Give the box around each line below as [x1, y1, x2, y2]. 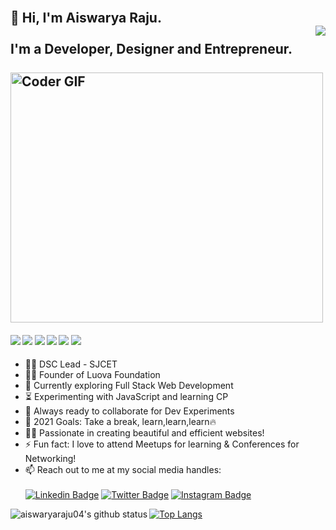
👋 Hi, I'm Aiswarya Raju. [10, 10, 162, 27]
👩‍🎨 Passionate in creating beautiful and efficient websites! [24, 426, 265, 439]
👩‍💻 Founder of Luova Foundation [24, 368, 161, 380]
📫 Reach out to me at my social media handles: [24, 463, 222, 475]
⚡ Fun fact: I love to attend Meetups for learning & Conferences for [24, 438, 300, 450]
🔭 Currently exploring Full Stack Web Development [24, 379, 234, 391]
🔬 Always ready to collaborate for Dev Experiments [24, 405, 235, 417]
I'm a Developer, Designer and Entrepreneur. [10, 41, 293, 58]
